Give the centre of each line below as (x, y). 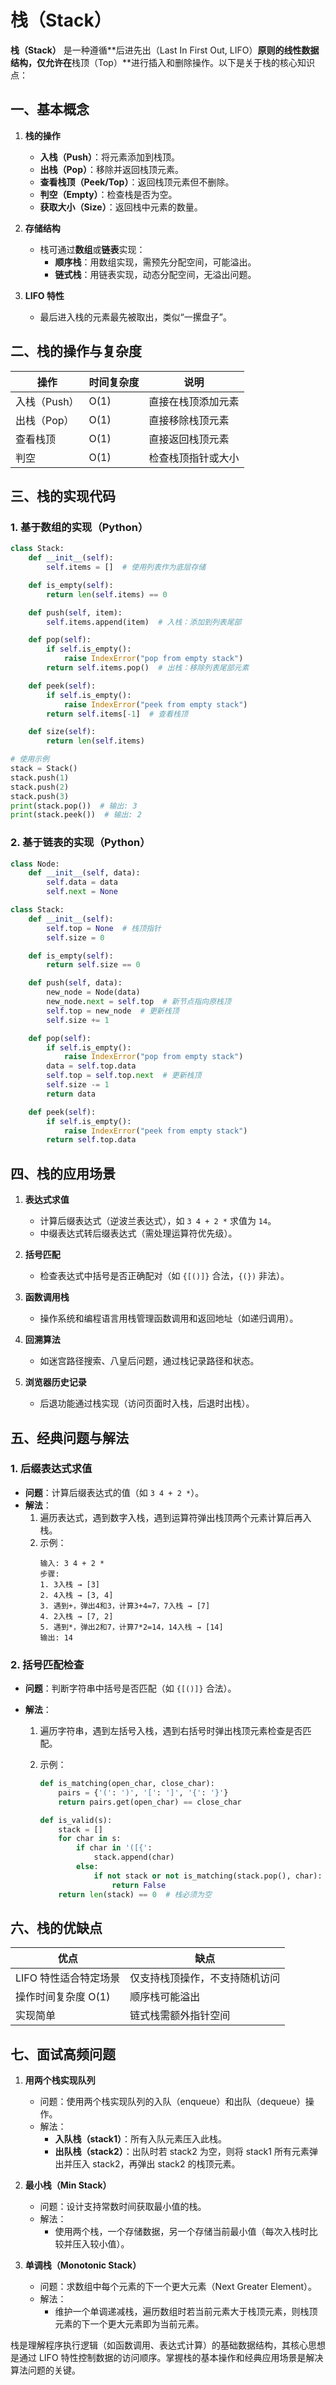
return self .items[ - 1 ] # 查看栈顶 (117, 714)
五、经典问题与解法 (69, 1437)
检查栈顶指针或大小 (194, 458)
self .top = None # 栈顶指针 (104, 928)
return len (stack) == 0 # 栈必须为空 (135, 1894)
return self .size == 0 (93, 965)
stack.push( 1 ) (40, 777)
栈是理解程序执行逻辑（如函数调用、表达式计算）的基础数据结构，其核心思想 (168, 2345)
